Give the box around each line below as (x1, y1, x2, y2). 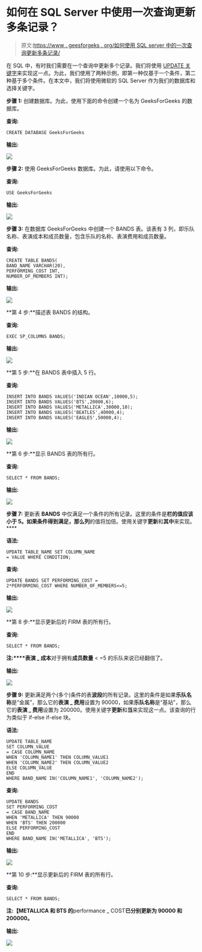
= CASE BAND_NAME (6, 809, 50, 815)
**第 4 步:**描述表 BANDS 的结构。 (6, 308, 94, 316)
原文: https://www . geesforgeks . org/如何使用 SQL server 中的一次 (20, 42, 188, 49)
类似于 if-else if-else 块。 (11, 714, 74, 721)
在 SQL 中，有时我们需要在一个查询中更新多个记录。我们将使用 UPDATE (6, 61, 185, 69)
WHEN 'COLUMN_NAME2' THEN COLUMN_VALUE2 (6, 759, 109, 765)
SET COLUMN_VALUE (6, 744, 50, 750)
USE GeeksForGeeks (6, 190, 52, 196)
